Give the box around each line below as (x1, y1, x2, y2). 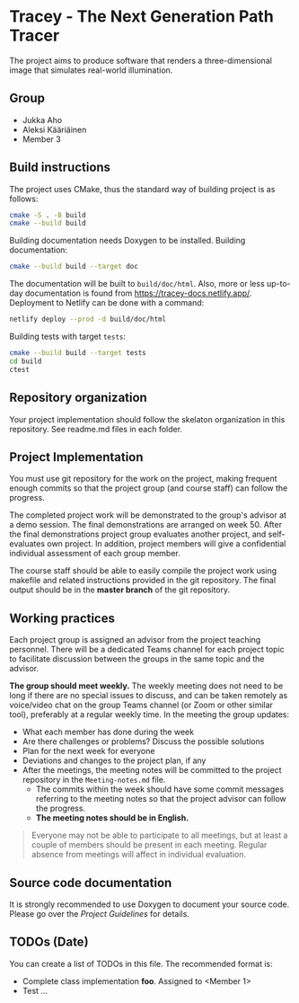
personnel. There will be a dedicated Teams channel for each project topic (9, 644, 285, 655)
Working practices (9, 610, 115, 626)
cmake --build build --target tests (9, 349, 146, 358)
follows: (9, 193, 39, 204)
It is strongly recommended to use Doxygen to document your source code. (9, 899, 290, 910)
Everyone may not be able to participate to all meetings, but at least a (31, 830, 288, 841)
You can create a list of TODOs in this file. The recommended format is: (9, 958, 274, 969)
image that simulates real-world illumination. (9, 65, 173, 75)
